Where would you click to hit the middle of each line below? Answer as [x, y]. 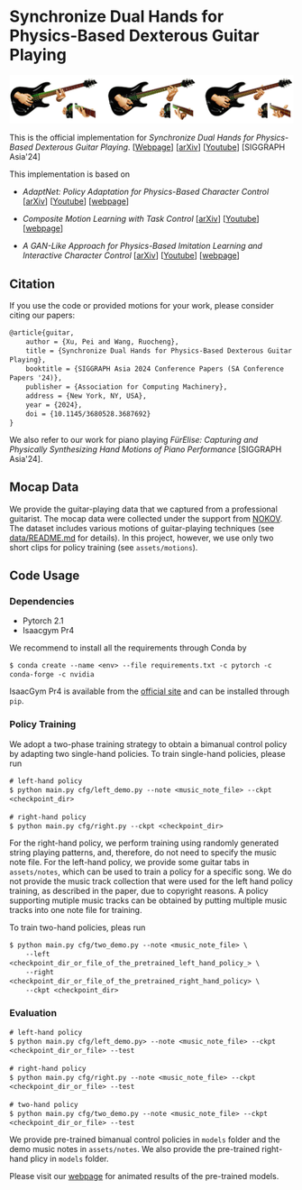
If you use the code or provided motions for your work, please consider [142, 305]
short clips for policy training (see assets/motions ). [104, 547]
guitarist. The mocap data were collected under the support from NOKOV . [146, 518]
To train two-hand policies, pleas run [78, 927]
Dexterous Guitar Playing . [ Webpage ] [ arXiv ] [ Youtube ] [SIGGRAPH [160, 147]
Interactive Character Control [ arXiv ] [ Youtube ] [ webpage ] [131, 255]
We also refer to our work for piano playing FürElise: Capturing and [134, 439]
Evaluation [33, 1012]
